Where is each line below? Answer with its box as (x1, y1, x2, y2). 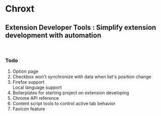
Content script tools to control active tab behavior (12, 100, 116, 106)
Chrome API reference (12, 95, 59, 101)
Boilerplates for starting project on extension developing (12, 90, 129, 96)
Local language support (12, 84, 62, 91)
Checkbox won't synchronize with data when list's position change (12, 74, 151, 80)
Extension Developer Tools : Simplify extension (5, 23, 156, 32)
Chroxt (5, 3, 35, 15)
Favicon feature (12, 106, 45, 112)
